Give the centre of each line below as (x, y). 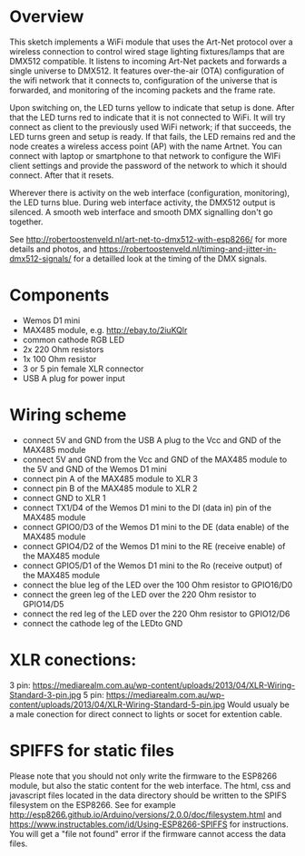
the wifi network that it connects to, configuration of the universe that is (143, 80)
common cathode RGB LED (74, 339)
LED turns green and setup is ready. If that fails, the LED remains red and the (152, 136)
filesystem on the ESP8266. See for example (93, 804)
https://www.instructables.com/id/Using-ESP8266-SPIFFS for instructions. (149, 824)
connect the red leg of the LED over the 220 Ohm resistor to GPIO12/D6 (156, 614)
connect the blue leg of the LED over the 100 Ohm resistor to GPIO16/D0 (157, 585)
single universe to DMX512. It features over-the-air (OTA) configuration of (147, 71)
